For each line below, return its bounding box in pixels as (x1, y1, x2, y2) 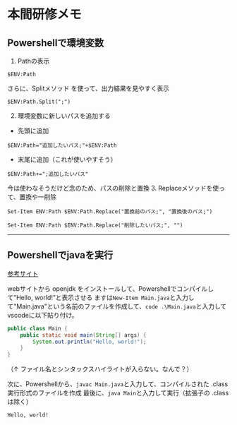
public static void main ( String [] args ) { (20, 331, 147, 339)
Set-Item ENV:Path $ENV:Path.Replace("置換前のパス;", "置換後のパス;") (7, 208, 213, 215)
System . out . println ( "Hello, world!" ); (32, 338, 147, 345)
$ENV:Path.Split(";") (7, 98, 71, 105)
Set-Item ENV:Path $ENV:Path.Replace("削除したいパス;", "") (7, 222, 183, 229)
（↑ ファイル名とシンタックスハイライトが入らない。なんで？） (7, 365, 193, 373)
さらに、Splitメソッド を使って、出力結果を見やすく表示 (7, 84, 170, 92)
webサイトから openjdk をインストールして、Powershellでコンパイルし (7, 284, 214, 293)
